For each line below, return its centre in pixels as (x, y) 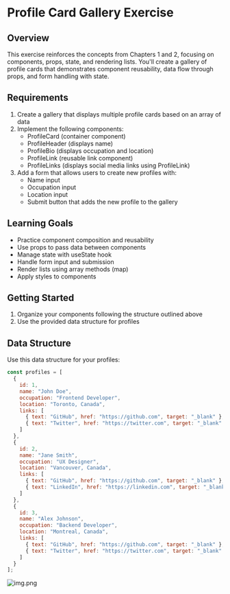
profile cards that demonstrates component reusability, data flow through (110, 69)
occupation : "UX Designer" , (59, 462)
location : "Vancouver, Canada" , (65, 468)
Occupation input (52, 187)
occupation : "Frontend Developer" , (70, 398)
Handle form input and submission (65, 261)
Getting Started (41, 298)
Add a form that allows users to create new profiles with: (97, 172)
